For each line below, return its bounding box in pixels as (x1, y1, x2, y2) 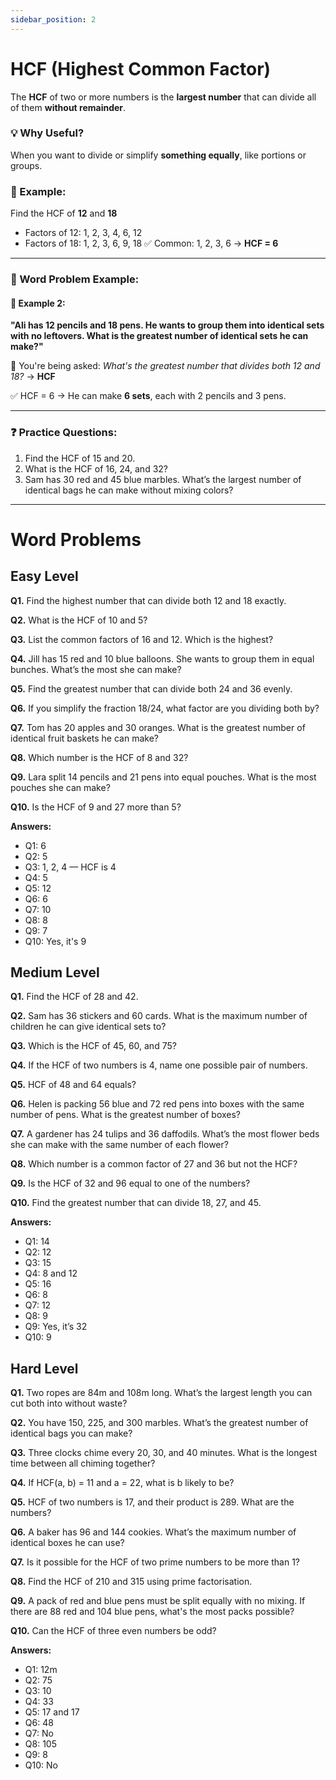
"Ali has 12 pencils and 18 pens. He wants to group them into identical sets (10, 319, 325, 331)
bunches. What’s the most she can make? (10, 663, 182, 675)
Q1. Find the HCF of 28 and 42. (10, 991, 139, 1003)
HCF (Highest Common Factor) (10, 57, 272, 80)
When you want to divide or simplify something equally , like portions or (10, 149, 307, 161)
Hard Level (10, 1360, 79, 1377)
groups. (10, 159, 43, 171)
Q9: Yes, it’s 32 (24, 1321, 88, 1333)
